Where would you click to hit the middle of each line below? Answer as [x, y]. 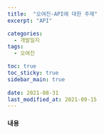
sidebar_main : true [36, 79]
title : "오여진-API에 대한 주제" [53, 14]
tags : [15, 47]
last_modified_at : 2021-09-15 [52, 99]
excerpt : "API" [30, 21]
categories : [25, 33]
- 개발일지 [27, 40]
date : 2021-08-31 [33, 93]
